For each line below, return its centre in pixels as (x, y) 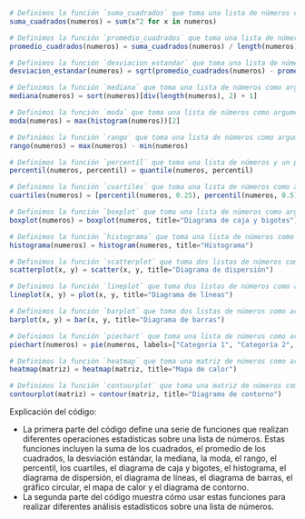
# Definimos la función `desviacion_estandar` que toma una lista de (144, 63)
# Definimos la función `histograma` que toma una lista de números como (152, 236)
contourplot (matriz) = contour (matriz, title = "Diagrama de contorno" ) (146, 394)
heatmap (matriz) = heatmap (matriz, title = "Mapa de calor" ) (123, 369)
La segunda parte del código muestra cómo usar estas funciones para (154, 497)
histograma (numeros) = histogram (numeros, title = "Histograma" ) (132, 245)
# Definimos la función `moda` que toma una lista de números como (140, 113)
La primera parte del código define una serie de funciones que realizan (155, 429)
